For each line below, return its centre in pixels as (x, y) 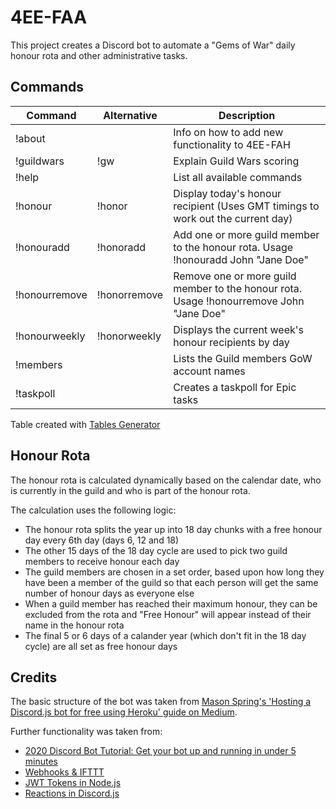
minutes (41, 762)
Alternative (130, 115)
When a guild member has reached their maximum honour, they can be (171, 603)
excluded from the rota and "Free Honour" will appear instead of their (168, 614)
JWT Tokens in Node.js (73, 783)
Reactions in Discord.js (72, 793)
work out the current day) (233, 218)
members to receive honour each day (102, 561)
